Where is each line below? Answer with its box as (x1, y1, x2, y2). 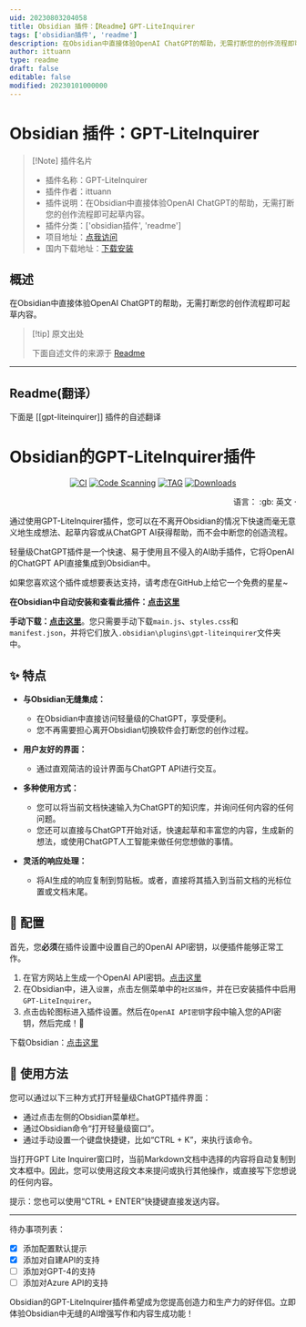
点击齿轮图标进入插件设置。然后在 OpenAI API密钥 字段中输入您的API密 (22, 1005, 282, 1016)
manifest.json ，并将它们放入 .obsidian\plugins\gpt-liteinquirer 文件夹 (9, 628, 281, 638)
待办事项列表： (9, 1223, 66, 1234)
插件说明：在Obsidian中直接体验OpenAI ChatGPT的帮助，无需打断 (45, 197, 295, 208)
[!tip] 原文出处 (31, 329, 85, 340)
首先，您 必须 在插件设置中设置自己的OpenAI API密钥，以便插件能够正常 (9, 941, 276, 952)
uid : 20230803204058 (9, 13, 88, 23)
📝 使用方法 (9, 1067, 68, 1082)
